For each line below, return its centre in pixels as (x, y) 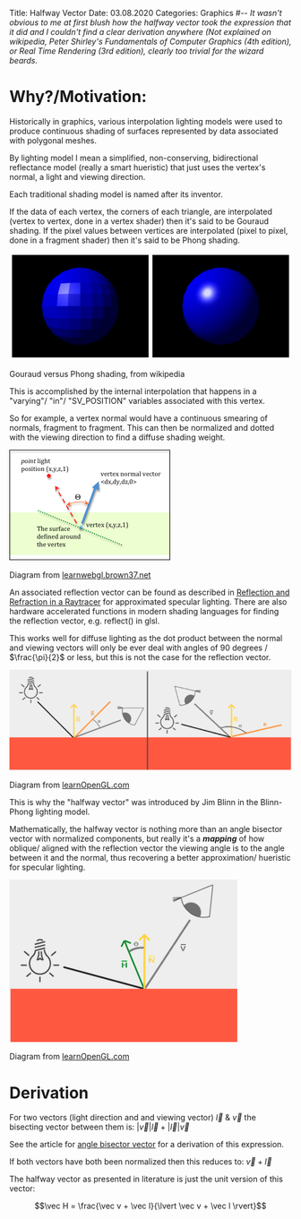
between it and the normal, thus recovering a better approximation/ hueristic (150, 858)
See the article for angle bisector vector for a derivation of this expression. (147, 1145)
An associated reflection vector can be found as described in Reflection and (150, 592)
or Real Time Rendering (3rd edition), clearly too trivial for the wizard (137, 51)
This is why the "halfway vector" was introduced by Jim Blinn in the (134, 803)
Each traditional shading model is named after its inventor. (116, 194)
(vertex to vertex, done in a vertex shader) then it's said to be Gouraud (139, 221)
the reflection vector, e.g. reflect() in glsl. (85, 621)
